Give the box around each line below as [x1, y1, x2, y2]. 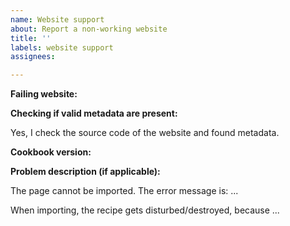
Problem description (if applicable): [10, 166, 161, 178]
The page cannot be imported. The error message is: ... [10, 185, 239, 197]
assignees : [10, 52, 56, 62]
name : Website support [10, 14, 105, 25]
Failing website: [10, 88, 78, 100]
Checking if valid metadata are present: [10, 107, 178, 120]
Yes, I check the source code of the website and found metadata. [10, 127, 280, 139]
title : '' [10, 33, 52, 43]
